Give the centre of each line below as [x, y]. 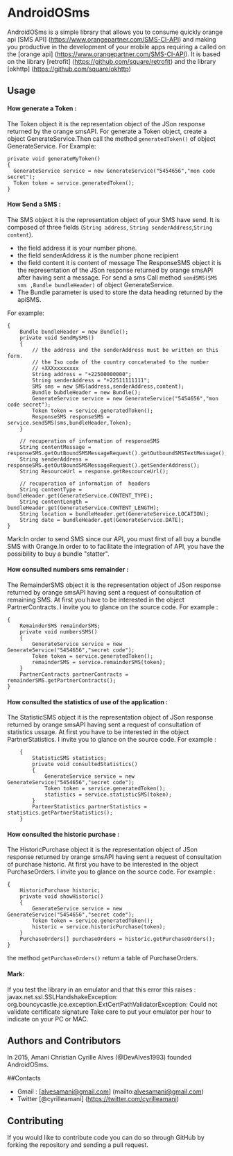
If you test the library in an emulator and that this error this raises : [102, 989]
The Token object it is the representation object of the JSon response [106, 124]
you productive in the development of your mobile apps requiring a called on [116, 46]
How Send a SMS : [34, 204]
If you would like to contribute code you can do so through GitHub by [106, 1138]
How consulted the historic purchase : [63, 834]
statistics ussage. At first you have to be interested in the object [98, 732]
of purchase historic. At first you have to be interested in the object [103, 865]
